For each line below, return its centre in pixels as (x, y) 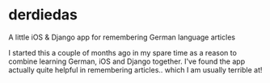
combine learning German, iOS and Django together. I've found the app (127, 61)
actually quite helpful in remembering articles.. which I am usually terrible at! (135, 69)
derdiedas (43, 15)
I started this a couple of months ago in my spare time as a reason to (122, 52)
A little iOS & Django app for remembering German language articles (122, 37)
